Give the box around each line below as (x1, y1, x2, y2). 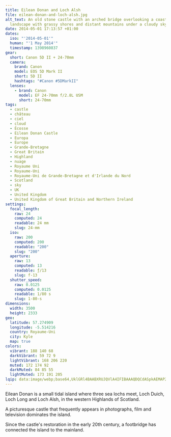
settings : (5, 202, 26, 207)
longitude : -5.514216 (10, 324, 56, 330)
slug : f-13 (14, 272, 38, 278)
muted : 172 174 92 (10, 363, 49, 368)
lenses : (10, 83, 26, 88)
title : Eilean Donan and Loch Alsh (5, 7, 81, 13)
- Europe (10, 140, 28, 145)
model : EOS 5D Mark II (14, 69, 63, 74)
